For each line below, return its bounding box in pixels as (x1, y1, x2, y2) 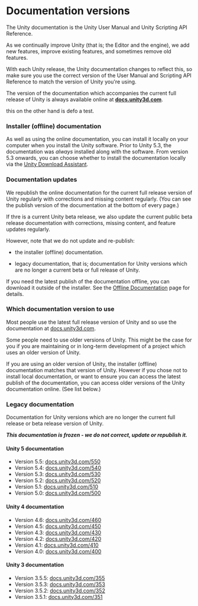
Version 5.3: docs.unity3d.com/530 (14, 470, 101, 478)
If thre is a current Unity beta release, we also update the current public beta (6, 213, 193, 220)
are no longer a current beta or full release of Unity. (14, 266, 140, 273)
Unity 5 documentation (6, 445, 64, 452)
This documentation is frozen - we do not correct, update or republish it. (6, 431, 188, 439)
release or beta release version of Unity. (6, 420, 104, 427)
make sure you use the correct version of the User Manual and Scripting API (6, 72, 192, 79)
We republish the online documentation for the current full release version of (6, 189, 193, 196)
